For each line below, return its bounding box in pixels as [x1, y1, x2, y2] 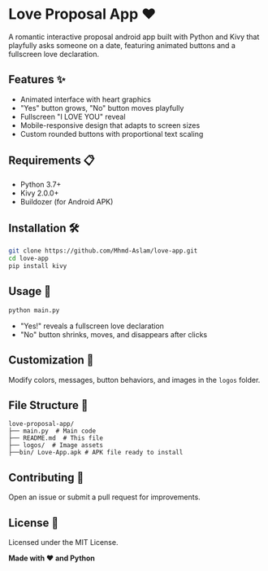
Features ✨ [8, 72, 66, 86]
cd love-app [8, 254, 49, 263]
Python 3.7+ [19, 179, 62, 189]
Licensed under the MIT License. [8, 537, 119, 547]
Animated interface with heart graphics [19, 94, 152, 104]
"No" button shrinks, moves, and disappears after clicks [19, 329, 208, 339]
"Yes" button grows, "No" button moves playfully [19, 103, 184, 112]
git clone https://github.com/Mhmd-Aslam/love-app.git [8, 247, 198, 255]
